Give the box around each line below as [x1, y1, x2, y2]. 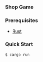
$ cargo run [5, 52, 30, 57]
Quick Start [5, 41, 33, 48]
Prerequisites [5, 16, 38, 23]
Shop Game [5, 3, 34, 10]
